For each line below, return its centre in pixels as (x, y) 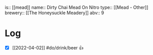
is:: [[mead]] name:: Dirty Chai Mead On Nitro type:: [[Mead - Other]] (76, 7)
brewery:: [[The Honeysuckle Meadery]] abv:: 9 (54, 13)
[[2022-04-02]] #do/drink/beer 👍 (48, 47)
